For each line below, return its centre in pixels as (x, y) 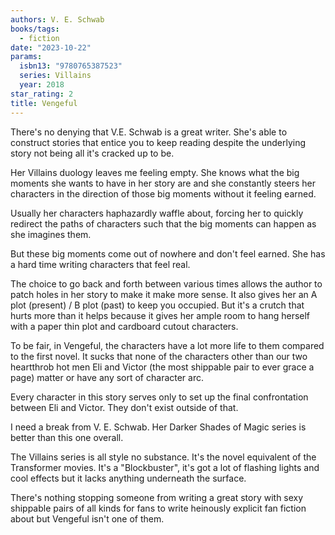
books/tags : (35, 29)
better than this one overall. (67, 437)
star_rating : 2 (42, 94)
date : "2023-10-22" (51, 47)
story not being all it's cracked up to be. (92, 153)
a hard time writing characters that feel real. (100, 264)
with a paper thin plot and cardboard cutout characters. (124, 326)
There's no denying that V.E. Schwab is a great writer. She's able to (149, 132)
